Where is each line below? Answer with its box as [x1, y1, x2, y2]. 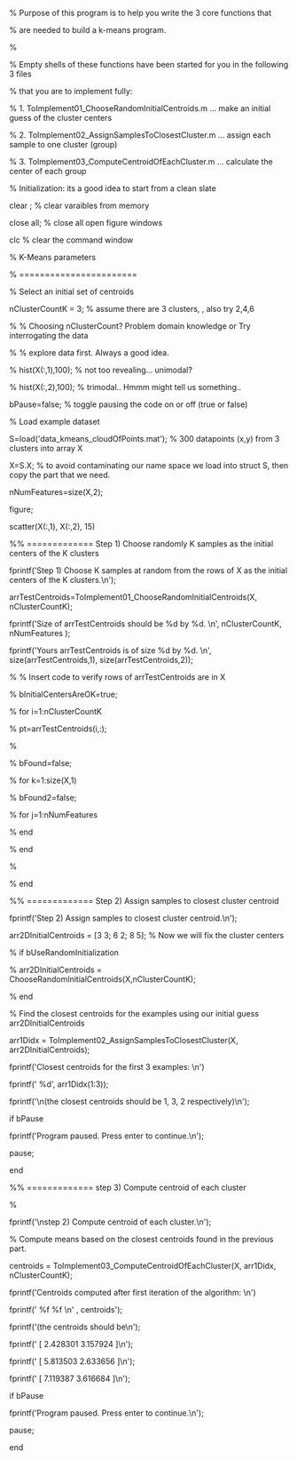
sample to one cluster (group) [9, 140, 118, 149]
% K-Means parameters [9, 252, 96, 262]
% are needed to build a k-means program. [9, 25, 167, 35]
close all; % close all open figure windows [9, 218, 163, 227]
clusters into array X [9, 443, 83, 453]
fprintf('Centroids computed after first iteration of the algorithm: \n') [9, 1288, 257, 1297]
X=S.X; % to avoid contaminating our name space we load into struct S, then [9, 460, 289, 470]
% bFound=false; [9, 758, 73, 768]
